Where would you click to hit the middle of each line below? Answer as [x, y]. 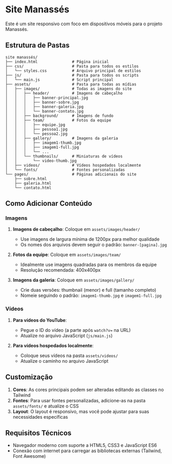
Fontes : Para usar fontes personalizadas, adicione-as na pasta [79, 400]
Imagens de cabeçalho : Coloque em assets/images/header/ [76, 229]
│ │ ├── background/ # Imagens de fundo [60, 116]
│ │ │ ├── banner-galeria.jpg [44, 106]
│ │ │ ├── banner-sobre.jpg [42, 102]
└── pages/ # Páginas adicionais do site [71, 174]
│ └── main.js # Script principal [60, 80]
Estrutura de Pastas [37, 46]
